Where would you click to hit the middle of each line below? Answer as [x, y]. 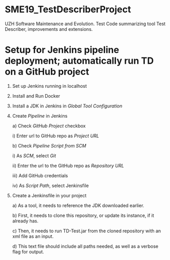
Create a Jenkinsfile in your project [49, 195]
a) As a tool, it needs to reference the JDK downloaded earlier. [78, 205]
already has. [25, 221]
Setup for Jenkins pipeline [62, 50]
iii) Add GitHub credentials [40, 175]
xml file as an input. [33, 236]
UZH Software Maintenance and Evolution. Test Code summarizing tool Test [85, 24]
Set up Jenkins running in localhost [50, 86]
